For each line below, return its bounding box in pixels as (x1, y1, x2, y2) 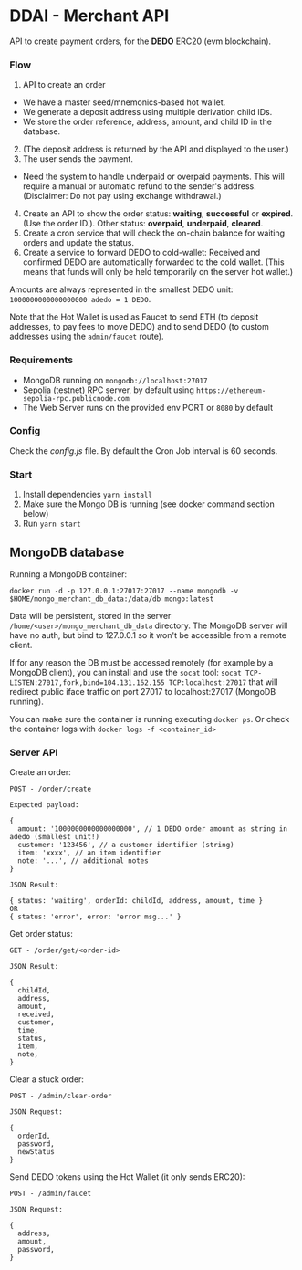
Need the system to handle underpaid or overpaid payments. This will (22, 171, 285, 183)
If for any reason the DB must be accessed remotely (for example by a (9, 656, 274, 667)
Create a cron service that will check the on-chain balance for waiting (22, 227, 286, 238)
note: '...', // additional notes (17, 856, 149, 866)
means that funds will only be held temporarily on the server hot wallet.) (22, 267, 294, 278)
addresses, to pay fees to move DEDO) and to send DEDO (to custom (9, 321, 269, 332)
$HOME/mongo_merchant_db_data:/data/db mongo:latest (9, 594, 214, 604)
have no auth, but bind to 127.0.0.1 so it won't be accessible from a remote (9, 629, 287, 640)
